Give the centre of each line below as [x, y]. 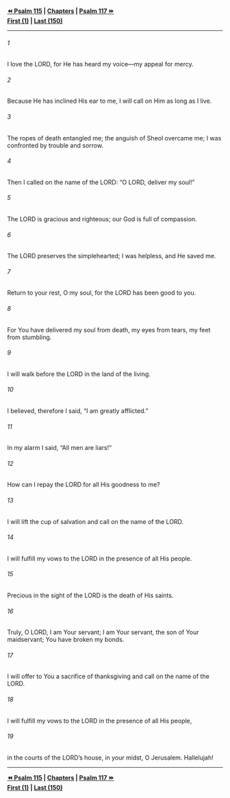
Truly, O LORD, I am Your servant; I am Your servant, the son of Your [103, 632]
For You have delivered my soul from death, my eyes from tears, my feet [109, 329]
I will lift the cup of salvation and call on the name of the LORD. [95, 521]
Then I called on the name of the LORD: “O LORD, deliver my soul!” [101, 182]
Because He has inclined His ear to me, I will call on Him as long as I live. [110, 101]
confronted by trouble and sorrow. [55, 145]
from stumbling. [29, 337]
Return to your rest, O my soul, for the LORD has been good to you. [102, 293]
